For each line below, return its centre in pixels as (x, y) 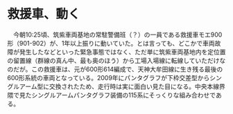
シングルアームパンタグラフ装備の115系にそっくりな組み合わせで (123, 95)
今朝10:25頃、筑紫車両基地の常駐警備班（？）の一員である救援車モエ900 (118, 35)
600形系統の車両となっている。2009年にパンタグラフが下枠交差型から (109, 77)
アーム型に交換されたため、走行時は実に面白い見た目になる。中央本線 (119, 86)
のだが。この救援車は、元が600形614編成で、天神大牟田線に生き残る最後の (115, 69)
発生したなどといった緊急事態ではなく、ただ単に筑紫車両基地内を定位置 (122, 52)
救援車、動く (44, 14)
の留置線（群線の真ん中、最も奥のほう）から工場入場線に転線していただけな (116, 60)
